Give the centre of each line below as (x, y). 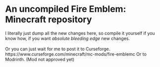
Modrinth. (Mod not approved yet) (40, 59)
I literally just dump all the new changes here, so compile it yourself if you (80, 33)
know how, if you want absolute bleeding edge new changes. (68, 38)
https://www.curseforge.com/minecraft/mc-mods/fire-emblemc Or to (76, 54)
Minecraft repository (49, 19)
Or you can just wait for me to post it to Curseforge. (58, 49)
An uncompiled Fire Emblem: (66, 9)
